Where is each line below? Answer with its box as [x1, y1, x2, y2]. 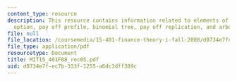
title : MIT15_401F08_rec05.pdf [7, 56, 99, 63]
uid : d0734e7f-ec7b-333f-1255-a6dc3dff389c [7, 63, 138, 70]
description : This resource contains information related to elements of [7, 17, 229, 24]
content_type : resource [7, 10, 78, 18]
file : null [7, 30, 39, 37]
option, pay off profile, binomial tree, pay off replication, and [13, 23, 217, 30]
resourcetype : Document [7, 50, 78, 57]
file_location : [7, 37, 52, 44]
